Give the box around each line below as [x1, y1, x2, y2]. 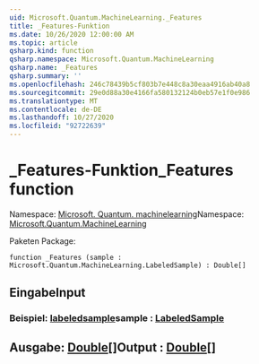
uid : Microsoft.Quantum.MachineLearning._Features [9, 13, 203, 22]
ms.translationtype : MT [9, 96, 99, 106]
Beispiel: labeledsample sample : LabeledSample [9, 312, 225, 325]
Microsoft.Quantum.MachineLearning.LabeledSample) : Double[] [9, 261, 246, 270]
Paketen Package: [9, 235, 76, 247]
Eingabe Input [9, 285, 86, 300]
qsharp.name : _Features [9, 64, 99, 73]
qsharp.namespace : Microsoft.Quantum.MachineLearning [9, 55, 215, 64]
